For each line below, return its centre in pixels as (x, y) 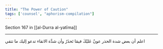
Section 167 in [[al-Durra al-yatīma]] (41, 27)
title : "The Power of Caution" (37, 9)
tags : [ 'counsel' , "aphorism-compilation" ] (50, 14)
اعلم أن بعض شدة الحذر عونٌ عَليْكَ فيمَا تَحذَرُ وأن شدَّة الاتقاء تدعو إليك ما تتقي (75, 41)
